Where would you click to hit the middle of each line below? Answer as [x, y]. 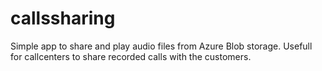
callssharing [63, 18]
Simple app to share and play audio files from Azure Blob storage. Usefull [161, 46]
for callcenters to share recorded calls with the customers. [131, 56]
